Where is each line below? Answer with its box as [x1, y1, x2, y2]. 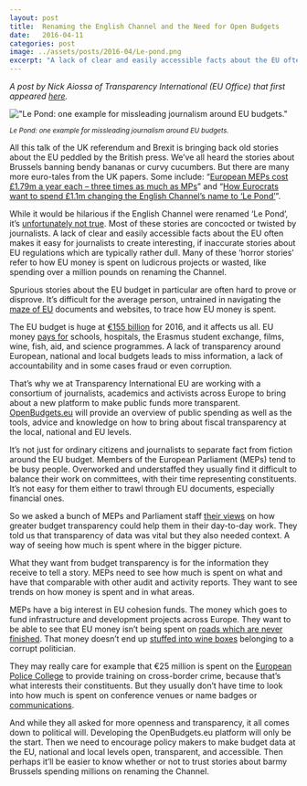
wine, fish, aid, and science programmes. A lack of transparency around [9, 341, 281, 352]
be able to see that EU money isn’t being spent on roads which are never [9, 623, 283, 634]
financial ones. [9, 493, 65, 504]
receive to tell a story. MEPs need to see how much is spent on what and [9, 568, 283, 578]
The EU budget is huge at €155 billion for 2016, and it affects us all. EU [9, 322, 274, 332]
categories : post [9, 38, 76, 48]
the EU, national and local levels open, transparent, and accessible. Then [9, 747, 283, 757]
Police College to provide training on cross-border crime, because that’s [9, 671, 281, 681]
